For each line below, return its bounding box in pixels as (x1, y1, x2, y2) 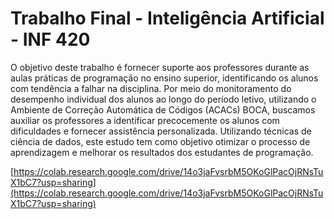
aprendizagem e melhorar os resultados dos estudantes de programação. (10, 146, 314, 158)
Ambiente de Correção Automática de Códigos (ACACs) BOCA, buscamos (10, 103, 316, 116)
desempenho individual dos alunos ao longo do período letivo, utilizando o (10, 93, 317, 105)
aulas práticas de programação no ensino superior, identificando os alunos (10, 72, 319, 84)
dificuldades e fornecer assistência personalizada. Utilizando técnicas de (10, 125, 312, 137)
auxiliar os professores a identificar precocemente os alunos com (10, 114, 280, 126)
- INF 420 (10, 28, 91, 51)
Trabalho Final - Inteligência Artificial (10, 7, 325, 30)
